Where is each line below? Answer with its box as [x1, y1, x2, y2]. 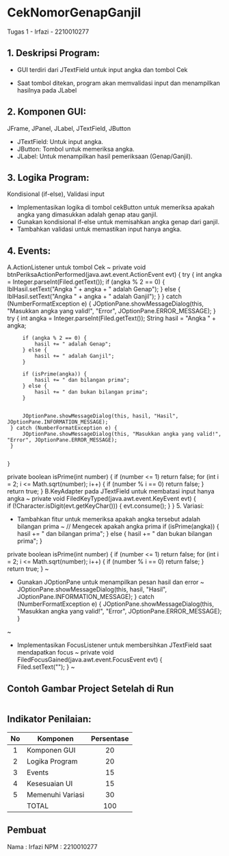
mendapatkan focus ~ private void [16, 648, 114, 657]
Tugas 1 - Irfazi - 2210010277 [7, 27, 90, 36]
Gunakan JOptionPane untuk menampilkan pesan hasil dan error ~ [16, 578, 205, 587]
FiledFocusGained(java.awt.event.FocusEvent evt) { [16, 656, 163, 664]
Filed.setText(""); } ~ [16, 663, 75, 671]
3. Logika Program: [7, 171, 90, 183]
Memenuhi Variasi [27, 790, 85, 799]
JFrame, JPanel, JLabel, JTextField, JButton [7, 124, 131, 132]
